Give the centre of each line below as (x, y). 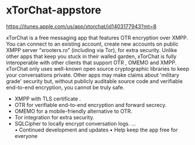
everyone (26, 136)
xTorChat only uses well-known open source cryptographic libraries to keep (97, 68)
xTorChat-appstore (54, 10)
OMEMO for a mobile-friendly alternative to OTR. (73, 111)
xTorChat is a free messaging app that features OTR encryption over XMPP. (97, 37)
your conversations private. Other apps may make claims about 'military (93, 75)
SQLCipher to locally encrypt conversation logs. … (75, 123)
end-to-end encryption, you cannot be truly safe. (65, 87)
